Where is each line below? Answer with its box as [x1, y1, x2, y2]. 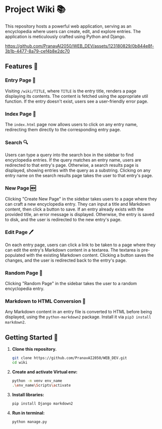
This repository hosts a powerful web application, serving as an [5, 23, 132, 29]
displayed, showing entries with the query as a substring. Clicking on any [5, 167, 151, 173]
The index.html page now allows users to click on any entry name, [5, 121, 138, 127]
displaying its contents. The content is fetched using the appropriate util [5, 93, 148, 99]
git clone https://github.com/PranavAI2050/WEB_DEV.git [12, 356, 127, 360]
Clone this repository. [12, 346, 57, 352]
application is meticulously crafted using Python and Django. [5, 34, 126, 39]
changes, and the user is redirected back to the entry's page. [5, 257, 127, 263]
